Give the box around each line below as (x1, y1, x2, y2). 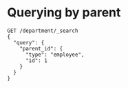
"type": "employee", (25, 51, 85, 58)
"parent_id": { (19, 45, 63, 52)
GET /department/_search (7, 27, 78, 34)
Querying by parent (7, 5, 121, 20)
